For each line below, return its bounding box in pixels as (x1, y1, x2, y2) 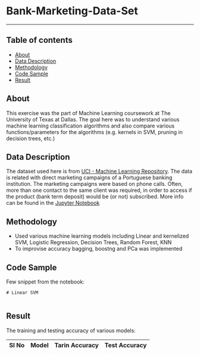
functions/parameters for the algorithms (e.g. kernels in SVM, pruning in (6, 128, 183, 135)
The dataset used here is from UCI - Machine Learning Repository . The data (6, 168, 192, 175)
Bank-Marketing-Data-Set (6, 4, 138, 18)
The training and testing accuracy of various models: (6, 326, 136, 334)
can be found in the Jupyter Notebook (6, 200, 100, 207)
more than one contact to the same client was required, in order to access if (6, 186, 192, 194)
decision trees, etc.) (6, 135, 55, 142)
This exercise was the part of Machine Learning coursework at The (6, 109, 171, 117)
